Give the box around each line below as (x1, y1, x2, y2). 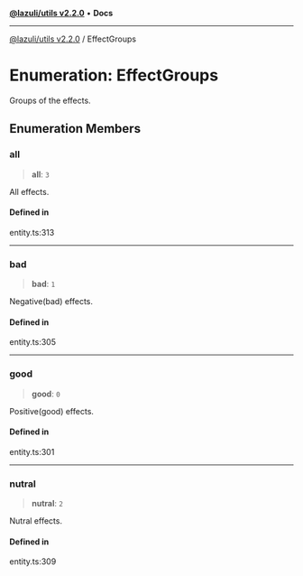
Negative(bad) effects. (9, 296, 93, 307)
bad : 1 (31, 279, 56, 290)
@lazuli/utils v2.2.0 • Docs (9, 8, 114, 18)
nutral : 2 (31, 498, 63, 509)
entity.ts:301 (9, 446, 55, 457)
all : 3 (31, 169, 50, 180)
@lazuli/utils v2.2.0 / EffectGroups (9, 33, 137, 44)
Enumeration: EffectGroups (9, 65, 219, 86)
